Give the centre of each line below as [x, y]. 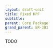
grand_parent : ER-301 [27, 28]
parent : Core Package [27, 23]
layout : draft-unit [25, 9]
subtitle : [15, 18]
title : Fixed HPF [22, 14]
